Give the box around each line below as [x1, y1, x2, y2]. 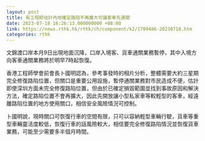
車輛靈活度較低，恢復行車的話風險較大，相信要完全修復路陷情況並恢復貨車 [11, 120, 199, 128]
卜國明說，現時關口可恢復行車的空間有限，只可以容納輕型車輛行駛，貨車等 [6, 113, 193, 120]
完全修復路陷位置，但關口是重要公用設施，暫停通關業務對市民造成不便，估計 [6, 77, 199, 84]
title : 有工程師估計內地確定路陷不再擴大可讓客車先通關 [6, 15, 130, 21]
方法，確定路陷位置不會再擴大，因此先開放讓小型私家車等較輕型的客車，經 [6, 92, 193, 100]
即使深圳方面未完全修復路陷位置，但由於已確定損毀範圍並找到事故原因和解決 [6, 84, 199, 92]
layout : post [6, 9, 40, 15]
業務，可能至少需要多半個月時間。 [6, 128, 92, 136]
